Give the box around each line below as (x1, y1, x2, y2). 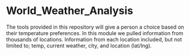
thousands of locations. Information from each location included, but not (6, 36, 182, 43)
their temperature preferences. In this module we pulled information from (6, 29, 184, 36)
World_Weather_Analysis (6, 4, 134, 18)
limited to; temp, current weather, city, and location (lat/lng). (6, 42, 152, 49)
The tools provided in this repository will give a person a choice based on (6, 23, 185, 30)
